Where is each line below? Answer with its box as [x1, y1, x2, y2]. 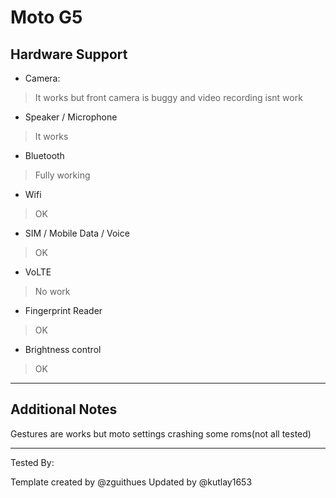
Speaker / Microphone [24, 111, 118, 123]
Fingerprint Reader [24, 305, 103, 316]
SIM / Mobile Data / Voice [24, 227, 130, 239]
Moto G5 [10, 6, 83, 29]
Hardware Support [10, 46, 128, 63]
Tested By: [10, 456, 55, 468]
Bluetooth [24, 150, 65, 161]
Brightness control [24, 344, 102, 355]
